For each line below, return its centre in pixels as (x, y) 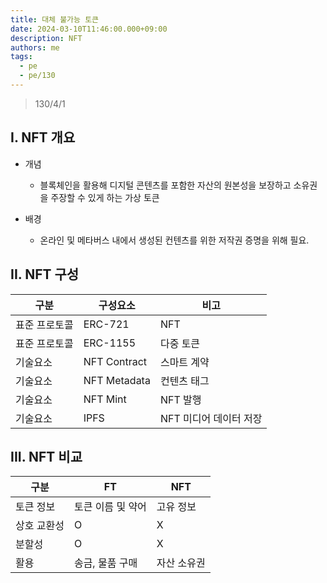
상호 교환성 (40, 526)
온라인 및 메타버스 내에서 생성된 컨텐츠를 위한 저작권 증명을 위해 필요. (174, 240)
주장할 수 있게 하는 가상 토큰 (105, 197)
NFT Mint (105, 399)
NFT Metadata (117, 380)
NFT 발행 (180, 399)
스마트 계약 (184, 362)
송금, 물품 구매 (105, 563)
